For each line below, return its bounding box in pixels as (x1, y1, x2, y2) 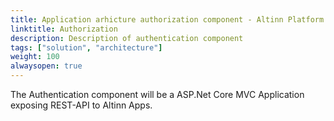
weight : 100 (10, 52, 60, 62)
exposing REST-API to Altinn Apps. (10, 99, 153, 111)
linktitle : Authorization (10, 24, 118, 34)
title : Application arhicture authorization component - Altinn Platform (10, 14, 325, 25)
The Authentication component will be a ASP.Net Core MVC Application (10, 89, 305, 100)
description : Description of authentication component (10, 33, 244, 43)
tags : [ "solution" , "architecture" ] (10, 42, 163, 53)
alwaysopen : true (10, 61, 83, 71)
